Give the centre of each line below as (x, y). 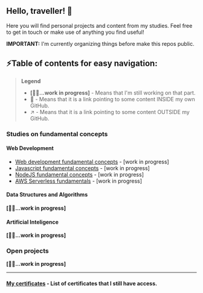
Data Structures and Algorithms (47, 195)
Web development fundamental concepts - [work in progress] (92, 162)
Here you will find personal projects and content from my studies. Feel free (99, 25)
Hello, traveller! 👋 (39, 11)
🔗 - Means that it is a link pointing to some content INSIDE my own (112, 99)
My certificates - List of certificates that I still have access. (82, 283)
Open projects (28, 251)
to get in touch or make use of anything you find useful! (75, 32)
